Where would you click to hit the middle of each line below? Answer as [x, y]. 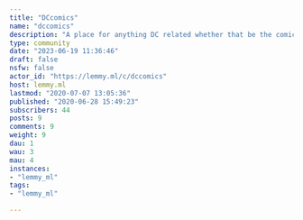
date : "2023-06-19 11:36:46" [64, 51]
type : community [40, 43]
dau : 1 [22, 143]
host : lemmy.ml [38, 85]
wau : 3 [22, 151]
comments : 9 [32, 127]
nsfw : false [32, 69]
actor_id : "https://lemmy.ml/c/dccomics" [88, 77]
